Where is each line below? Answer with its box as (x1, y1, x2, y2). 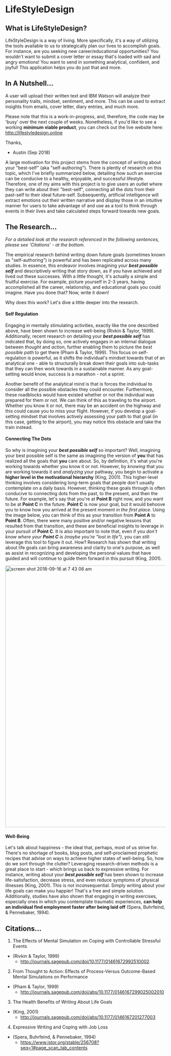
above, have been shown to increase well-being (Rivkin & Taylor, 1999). (5, 328, 155, 334)
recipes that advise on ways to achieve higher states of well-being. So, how (5, 855, 164, 861)
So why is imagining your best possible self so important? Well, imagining (5, 447, 161, 453)
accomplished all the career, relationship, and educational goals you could (5, 284, 161, 290)
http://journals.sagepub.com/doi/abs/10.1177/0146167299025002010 (20, 989, 164, 995)
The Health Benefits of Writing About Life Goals (12, 999, 112, 1005)
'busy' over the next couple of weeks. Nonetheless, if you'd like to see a (5, 119, 157, 125)
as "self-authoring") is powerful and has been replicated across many (5, 257, 152, 263)
